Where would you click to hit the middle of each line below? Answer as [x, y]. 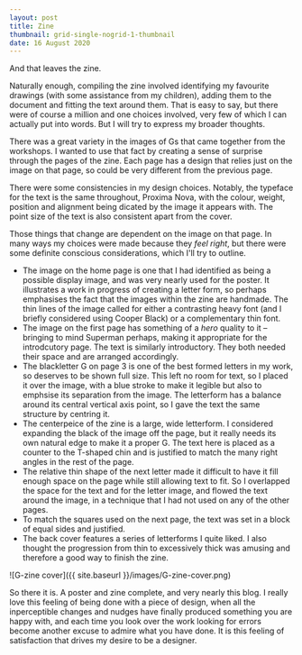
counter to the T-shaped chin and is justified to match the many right [150, 452]
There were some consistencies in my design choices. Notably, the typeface [151, 188]
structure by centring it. [66, 414]
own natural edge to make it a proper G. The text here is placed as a [148, 443]
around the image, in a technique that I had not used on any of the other [156, 500]
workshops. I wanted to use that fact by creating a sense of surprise [136, 151]
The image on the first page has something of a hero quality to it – [145, 328]
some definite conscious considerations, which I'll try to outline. [128, 253]
